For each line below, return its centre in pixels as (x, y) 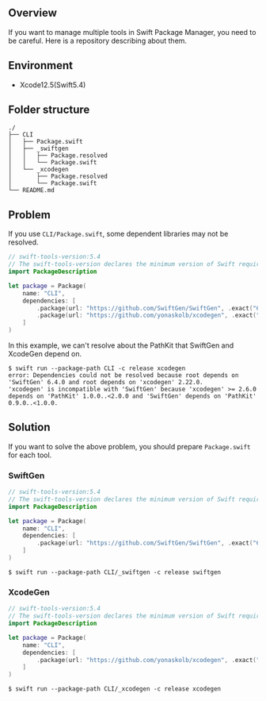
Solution (29, 428)
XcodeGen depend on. (45, 354)
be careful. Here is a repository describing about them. (98, 40)
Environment (41, 65)
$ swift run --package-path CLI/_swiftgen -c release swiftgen (115, 572)
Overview (33, 13)
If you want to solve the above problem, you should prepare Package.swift (129, 446)
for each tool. (30, 455)
